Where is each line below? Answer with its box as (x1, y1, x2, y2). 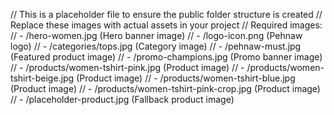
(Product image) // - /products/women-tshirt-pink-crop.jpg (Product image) (10, 83, 321, 94)
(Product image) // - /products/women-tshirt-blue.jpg (76, 72, 296, 84)
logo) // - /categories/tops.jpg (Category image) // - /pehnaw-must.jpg (10, 40, 302, 52)
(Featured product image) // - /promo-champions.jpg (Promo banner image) (10, 51, 323, 63)
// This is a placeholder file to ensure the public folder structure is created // (10, 9, 323, 20)
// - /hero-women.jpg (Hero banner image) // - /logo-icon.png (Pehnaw (10, 30, 303, 41)
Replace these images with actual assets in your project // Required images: (10, 19, 323, 31)
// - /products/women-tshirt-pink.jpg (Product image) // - (10, 62, 245, 73)
